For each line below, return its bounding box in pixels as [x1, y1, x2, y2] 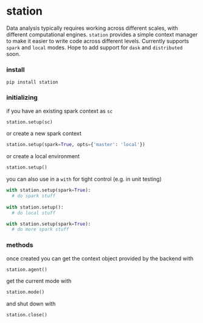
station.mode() [6, 289, 45, 296]
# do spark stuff [12, 193, 56, 199]
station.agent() [6, 266, 47, 273]
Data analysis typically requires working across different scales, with [6, 24, 178, 32]
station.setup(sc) [6, 119, 53, 125]
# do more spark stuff [12, 226, 69, 232]
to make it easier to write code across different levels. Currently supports [6, 37, 190, 44]
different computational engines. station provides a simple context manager [6, 30, 198, 38]
